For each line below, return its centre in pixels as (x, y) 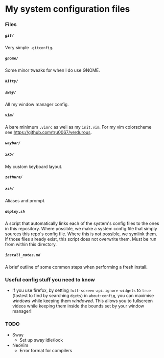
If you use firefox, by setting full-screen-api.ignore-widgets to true (82, 290)
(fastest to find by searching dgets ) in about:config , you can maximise (83, 296)
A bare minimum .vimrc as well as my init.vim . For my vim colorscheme (78, 127)
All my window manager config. (37, 105)
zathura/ (14, 177)
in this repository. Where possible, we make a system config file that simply (81, 229)
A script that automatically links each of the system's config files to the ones (82, 223)
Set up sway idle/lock (41, 340)
